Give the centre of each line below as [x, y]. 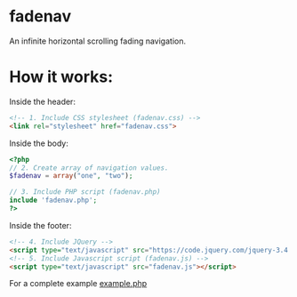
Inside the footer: [40, 225]
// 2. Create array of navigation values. [89, 168]
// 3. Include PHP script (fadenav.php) [85, 192]
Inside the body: [39, 143]
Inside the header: [42, 101]
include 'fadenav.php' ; [53, 201]
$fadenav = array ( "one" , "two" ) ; [71, 176]
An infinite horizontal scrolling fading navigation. [98, 41]
